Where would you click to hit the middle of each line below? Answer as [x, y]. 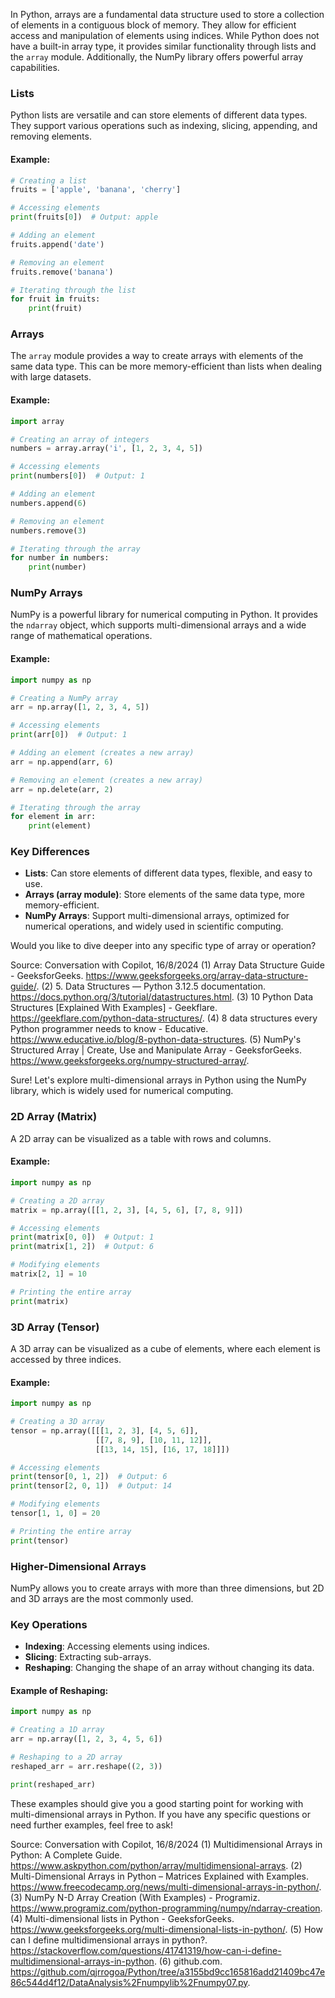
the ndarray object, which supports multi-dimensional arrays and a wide [158, 625]
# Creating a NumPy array [64, 698]
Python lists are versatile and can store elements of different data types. [159, 115]
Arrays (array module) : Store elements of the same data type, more [164, 895]
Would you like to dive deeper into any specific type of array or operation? [163, 946]
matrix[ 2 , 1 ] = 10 [48, 1274]
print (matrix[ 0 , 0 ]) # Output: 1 [82, 1237]
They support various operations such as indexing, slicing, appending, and [164, 126]
